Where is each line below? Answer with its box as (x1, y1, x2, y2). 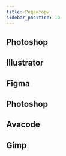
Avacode (6, 120, 40, 130)
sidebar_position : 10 (6, 15, 61, 21)
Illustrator (6, 58, 44, 68)
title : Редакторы (6, 8, 50, 15)
